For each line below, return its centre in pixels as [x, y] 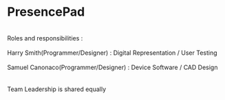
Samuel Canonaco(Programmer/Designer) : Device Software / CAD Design [112, 67]
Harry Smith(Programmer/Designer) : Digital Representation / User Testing [112, 53]
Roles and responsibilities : [45, 38]
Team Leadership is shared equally [57, 89]
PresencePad [46, 12]
